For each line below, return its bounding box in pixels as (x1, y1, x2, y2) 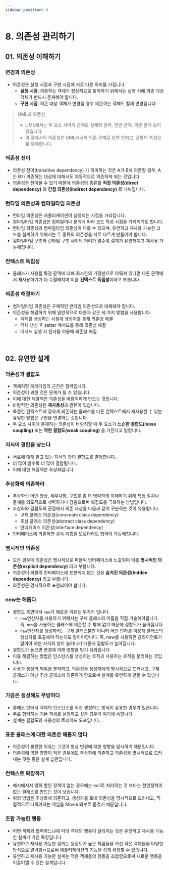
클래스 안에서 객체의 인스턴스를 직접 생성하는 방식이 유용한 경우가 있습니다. (12, 704, 160, 711)
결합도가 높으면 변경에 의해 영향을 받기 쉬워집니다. (12, 646, 111, 652)
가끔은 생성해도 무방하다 (5, 692, 61, 699)
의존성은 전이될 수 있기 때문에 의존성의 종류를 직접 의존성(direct (12, 180, 139, 186)
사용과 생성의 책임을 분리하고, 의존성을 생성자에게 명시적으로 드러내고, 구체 (12, 666, 160, 672)
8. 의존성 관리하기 (5, 31, 75, 42)
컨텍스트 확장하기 (5, 770, 45, 777)
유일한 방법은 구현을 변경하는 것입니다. (12, 415, 88, 421)
